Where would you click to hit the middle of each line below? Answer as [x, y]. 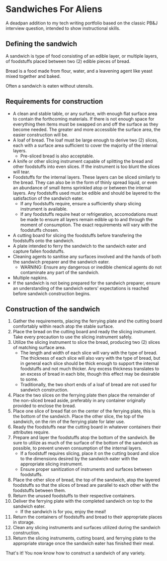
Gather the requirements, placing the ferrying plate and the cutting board [87, 321]
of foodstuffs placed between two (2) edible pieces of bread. [68, 61]
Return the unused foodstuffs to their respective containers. [74, 496]
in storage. [24, 522]
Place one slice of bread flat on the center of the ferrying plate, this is [84, 411]
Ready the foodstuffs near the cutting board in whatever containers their [87, 427]
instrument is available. [44, 209]
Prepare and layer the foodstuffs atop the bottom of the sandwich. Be [84, 437]
